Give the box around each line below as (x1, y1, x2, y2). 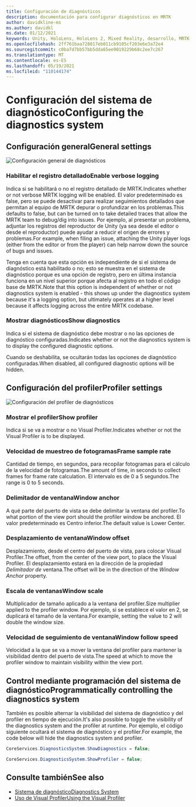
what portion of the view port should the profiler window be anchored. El (6, 513, 181, 520)
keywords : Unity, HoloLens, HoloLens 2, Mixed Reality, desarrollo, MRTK (6, 36, 190, 42)
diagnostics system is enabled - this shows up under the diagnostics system (6, 289, 190, 296)
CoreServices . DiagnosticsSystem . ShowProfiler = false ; (6, 757, 143, 763)
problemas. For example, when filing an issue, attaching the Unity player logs (6, 234, 191, 242)
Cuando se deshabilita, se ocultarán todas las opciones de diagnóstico (6, 353, 177, 360)
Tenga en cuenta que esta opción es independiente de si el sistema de (6, 258, 177, 265)
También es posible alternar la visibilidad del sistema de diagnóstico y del (6, 710, 183, 717)
